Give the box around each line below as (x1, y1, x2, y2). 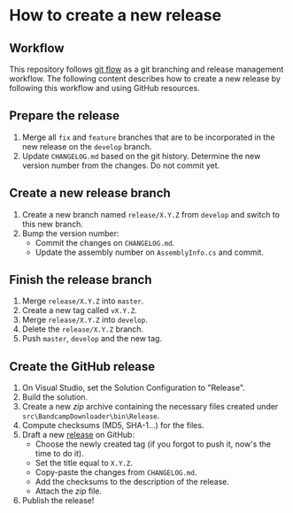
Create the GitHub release (9, 359, 156, 374)
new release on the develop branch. (21, 141, 152, 151)
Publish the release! (21, 495, 95, 506)
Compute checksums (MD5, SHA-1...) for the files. (21, 420, 204, 431)
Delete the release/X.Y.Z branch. (21, 324, 144, 334)
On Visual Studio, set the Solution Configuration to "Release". (21, 382, 246, 394)
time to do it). (35, 448, 84, 459)
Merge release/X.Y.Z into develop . (21, 315, 148, 325)
